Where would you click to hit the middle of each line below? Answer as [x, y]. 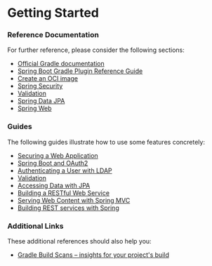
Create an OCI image [48, 79]
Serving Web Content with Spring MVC [74, 200]
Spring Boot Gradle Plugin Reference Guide [80, 71]
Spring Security [40, 86]
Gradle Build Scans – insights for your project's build [93, 255]
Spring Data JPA [41, 101]
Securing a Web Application [58, 155]
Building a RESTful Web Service [64, 193]
